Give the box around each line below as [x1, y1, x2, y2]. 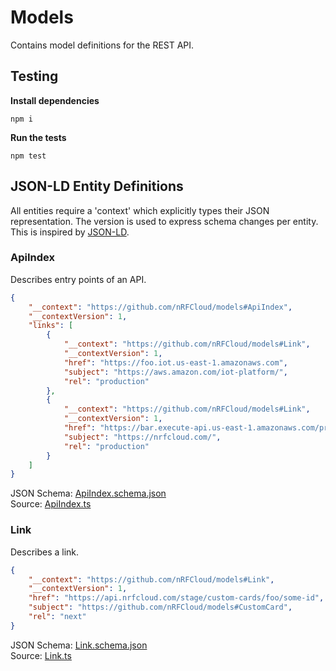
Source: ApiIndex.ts [10, 498, 92, 510]
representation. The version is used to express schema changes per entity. [10, 215, 319, 227]
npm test [10, 151, 47, 161]
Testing [10, 68, 59, 85]
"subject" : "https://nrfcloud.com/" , [63, 432, 222, 442]
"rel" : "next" [28, 612, 87, 622]
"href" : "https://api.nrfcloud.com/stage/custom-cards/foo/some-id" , [28, 593, 325, 603]
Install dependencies [10, 94, 100, 106]
